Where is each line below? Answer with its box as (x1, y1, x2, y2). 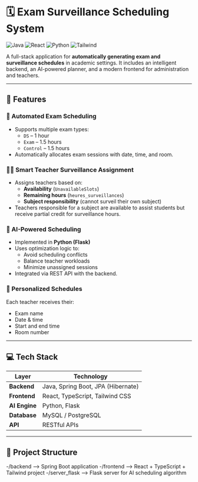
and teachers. (6, 72, 40, 79)
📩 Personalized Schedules (6, 285, 82, 293)
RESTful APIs (42, 421, 79, 429)
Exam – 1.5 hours (23, 138, 62, 145)
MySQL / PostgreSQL (42, 411, 101, 419)
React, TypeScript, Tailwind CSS (42, 392, 131, 400)
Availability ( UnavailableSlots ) (23, 185, 99, 192)
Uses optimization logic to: (14, 245, 80, 252)
